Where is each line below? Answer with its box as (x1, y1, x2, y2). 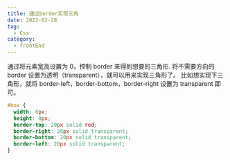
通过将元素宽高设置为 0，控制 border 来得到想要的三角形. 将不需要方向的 (7, 62, 215, 70)
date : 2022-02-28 (7, 17, 57, 24)
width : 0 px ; (13, 108, 48, 115)
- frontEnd (13, 42, 45, 49)
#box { (7, 102, 26, 109)
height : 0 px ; (13, 115, 51, 122)
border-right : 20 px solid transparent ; (13, 127, 129, 135)
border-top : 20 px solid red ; (13, 121, 98, 128)
